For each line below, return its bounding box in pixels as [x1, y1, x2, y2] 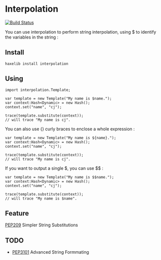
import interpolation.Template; [5, 87, 71, 92]
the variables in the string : [5, 34, 58, 40]
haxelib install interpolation [5, 61, 69, 66]
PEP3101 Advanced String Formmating [12, 249, 89, 255]
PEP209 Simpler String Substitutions [5, 222, 78, 228]
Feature [5, 209, 29, 218]
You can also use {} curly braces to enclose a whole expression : [5, 126, 135, 132]
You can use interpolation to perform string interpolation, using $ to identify [5, 29, 157, 35]
